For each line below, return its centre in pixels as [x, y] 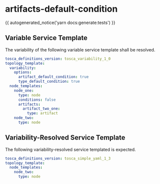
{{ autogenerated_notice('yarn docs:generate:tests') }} [60, 23]
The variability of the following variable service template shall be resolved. [80, 49]
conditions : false [37, 100]
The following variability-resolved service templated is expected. [70, 149]
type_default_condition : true [49, 82]
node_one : [24, 91]
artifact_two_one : [41, 109]
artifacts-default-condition [61, 9]
